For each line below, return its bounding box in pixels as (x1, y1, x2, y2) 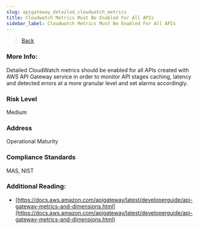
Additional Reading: (6, 182, 67, 190)
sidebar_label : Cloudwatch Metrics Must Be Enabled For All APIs (6, 20, 176, 26)
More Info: (6, 53, 38, 61)
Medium (6, 108, 27, 116)
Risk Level (6, 94, 38, 103)
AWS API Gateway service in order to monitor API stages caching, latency (6, 73, 192, 80)
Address (6, 124, 32, 132)
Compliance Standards (6, 153, 76, 162)
